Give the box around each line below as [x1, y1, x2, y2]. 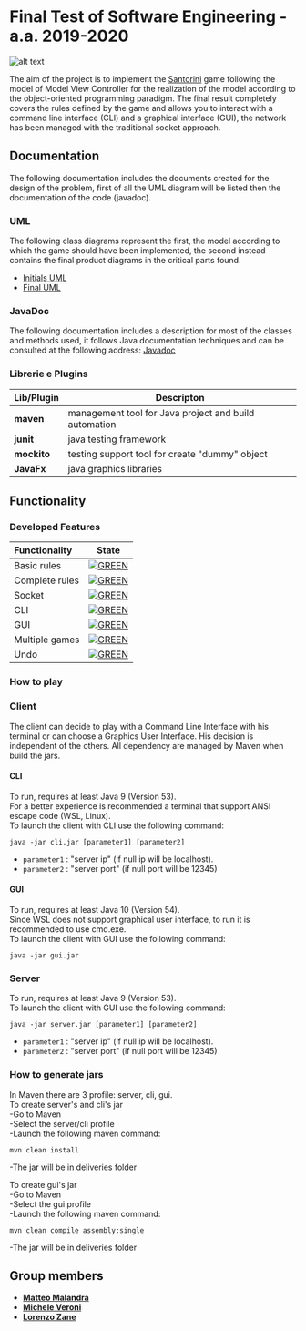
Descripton [155, 391, 205, 404]
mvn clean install [9, 1145, 79, 1154]
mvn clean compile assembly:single [9, 1225, 145, 1235]
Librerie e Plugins [9, 367, 88, 380]
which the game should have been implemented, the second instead [9, 245, 266, 256]
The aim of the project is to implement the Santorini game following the [9, 73, 276, 84]
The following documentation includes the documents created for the [9, 172, 270, 183]
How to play [9, 676, 64, 689]
